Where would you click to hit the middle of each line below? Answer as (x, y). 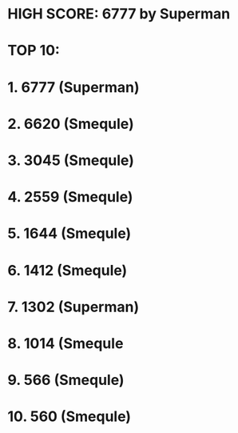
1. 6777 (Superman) (74, 87)
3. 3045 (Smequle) (71, 160)
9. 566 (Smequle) (66, 380)
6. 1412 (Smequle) (67, 270)
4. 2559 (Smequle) (70, 197)
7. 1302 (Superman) (73, 307)
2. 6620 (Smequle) (71, 124)
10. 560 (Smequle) (69, 417)
